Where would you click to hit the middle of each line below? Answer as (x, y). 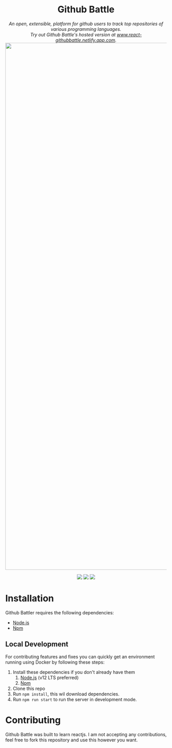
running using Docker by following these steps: (55, 662)
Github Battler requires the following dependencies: (60, 612)
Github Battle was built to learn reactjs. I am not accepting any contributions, (86, 734)
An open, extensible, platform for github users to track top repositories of (86, 24)
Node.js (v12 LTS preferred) (49, 678)
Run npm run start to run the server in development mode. (75, 699)
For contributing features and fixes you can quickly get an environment (80, 656)
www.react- (130, 34)
